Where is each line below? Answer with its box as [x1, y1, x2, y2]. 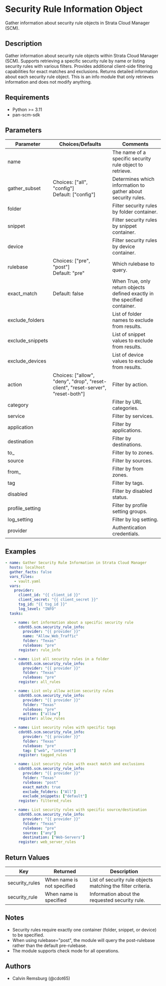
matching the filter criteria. [89, 882, 151, 889]
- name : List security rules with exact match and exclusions [14, 762, 145, 767]
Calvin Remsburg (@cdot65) [12, 975, 71, 981]
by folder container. [112, 208, 158, 215]
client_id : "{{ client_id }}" [18, 593, 81, 598]
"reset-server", [70, 384, 107, 391]
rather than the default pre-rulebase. [12, 942, 87, 948]
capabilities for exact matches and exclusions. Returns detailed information [5, 68, 158, 74]
